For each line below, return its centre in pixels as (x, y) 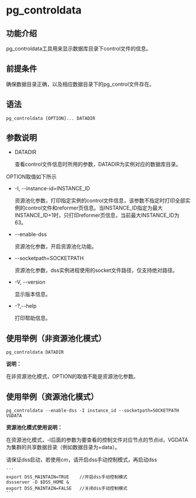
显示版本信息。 (32, 294)
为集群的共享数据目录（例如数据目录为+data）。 (63, 447)
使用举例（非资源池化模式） (56, 338)
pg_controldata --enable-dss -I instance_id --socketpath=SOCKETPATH (93, 411)
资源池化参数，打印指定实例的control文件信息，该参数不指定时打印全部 (100, 201)
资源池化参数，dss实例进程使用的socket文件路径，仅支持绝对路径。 (96, 270)
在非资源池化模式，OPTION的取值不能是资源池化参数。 (72, 376)
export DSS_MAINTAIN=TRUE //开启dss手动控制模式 (67, 477)
